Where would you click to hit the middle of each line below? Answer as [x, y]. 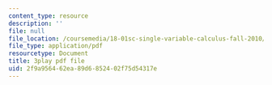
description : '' [36, 23]
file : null [27, 31]
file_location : [34, 38]
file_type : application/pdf [56, 46]
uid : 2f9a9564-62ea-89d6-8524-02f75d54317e [83, 69]
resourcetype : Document [49, 53]
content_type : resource [49, 16]
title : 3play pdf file [47, 62]
